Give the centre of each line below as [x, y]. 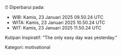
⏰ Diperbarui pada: [25, 7]
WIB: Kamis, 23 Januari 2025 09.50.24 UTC [58, 17]
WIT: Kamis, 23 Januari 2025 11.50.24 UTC [57, 28]
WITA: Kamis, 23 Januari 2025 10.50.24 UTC [58, 22]
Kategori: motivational [28, 47]
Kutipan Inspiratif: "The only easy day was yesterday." [61, 37]
